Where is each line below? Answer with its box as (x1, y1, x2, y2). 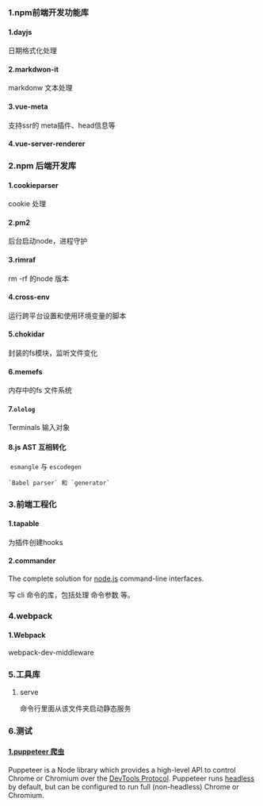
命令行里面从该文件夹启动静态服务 (19, 704, 131, 713)
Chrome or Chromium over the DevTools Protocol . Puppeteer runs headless (8, 773, 255, 783)
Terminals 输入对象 (8, 423, 71, 432)
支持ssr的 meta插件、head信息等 (8, 121, 116, 130)
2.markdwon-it (8, 64, 59, 74)
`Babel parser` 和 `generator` (8, 478, 111, 487)
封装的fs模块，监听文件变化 (8, 348, 98, 358)
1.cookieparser (8, 180, 59, 190)
